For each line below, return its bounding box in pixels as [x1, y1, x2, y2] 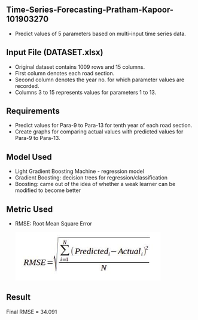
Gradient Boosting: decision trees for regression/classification [14, 174, 168, 181]
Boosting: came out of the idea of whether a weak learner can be [14, 181, 176, 188]
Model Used [6, 152, 52, 162]
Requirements [6, 106, 60, 116]
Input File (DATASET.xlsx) [6, 47, 103, 57]
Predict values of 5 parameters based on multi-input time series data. [14, 30, 187, 37]
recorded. [14, 82, 39, 89]
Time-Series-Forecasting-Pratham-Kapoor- [6, 5, 174, 15]
